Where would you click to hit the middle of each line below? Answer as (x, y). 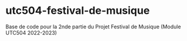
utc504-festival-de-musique (78, 11)
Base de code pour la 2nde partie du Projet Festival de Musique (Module (93, 27)
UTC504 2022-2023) (31, 32)
